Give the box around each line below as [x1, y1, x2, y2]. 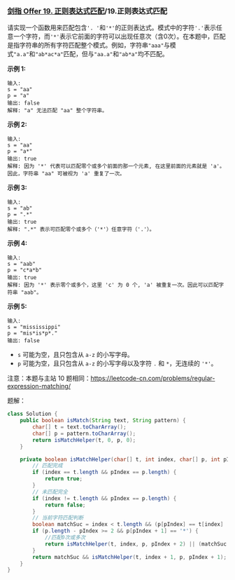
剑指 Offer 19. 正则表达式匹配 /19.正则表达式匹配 [7, 6, 168, 15]
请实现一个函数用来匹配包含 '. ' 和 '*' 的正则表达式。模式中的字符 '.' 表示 [7, 23, 217, 32]
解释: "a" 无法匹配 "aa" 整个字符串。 [7, 107, 108, 114]
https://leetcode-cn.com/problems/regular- [90, 374, 215, 383]
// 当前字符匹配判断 [32, 514, 84, 522]
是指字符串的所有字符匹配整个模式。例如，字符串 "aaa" [7, 41, 164, 50]
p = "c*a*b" [7, 267, 42, 274]
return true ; [44, 476, 83, 483]
